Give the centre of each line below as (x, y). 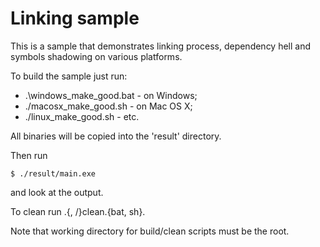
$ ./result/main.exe (53, 173)
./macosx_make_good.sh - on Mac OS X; (108, 106)
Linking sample (75, 18)
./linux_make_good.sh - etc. (82, 116)
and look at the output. (57, 192)
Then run (29, 155)
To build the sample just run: (69, 76)
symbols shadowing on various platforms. (96, 56)
